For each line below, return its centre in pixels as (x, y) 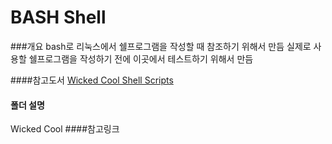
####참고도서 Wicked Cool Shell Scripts (92, 80)
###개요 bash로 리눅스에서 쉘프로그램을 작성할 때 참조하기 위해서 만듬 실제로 (161, 46)
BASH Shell (58, 17)
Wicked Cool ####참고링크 (65, 129)
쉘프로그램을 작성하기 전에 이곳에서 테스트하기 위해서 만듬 (141, 58)
